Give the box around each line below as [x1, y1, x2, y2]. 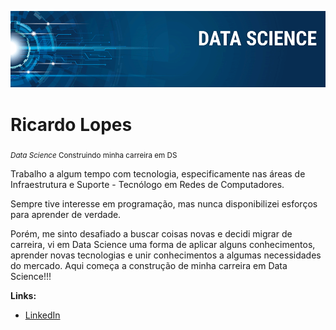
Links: [10, 290, 37, 302]
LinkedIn [24, 309, 61, 321]
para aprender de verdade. [10, 209, 122, 221]
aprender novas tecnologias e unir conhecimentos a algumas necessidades [10, 249, 322, 261]
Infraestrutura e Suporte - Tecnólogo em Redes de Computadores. [10, 179, 285, 191]
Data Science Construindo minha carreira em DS [10, 151, 178, 161]
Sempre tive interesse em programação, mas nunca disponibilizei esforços [10, 198, 318, 210]
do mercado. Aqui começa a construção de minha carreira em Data [10, 260, 288, 272]
